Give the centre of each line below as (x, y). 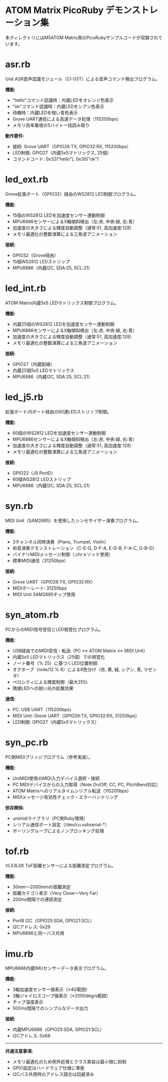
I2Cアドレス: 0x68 (31, 1036)
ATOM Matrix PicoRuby (54, 10)
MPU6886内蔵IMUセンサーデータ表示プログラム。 (57, 968)
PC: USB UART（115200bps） (43, 709)
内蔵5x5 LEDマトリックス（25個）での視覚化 (58, 657)
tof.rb (17, 851)
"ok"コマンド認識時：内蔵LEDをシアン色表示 (58, 106)
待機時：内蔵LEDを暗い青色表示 (45, 113)
